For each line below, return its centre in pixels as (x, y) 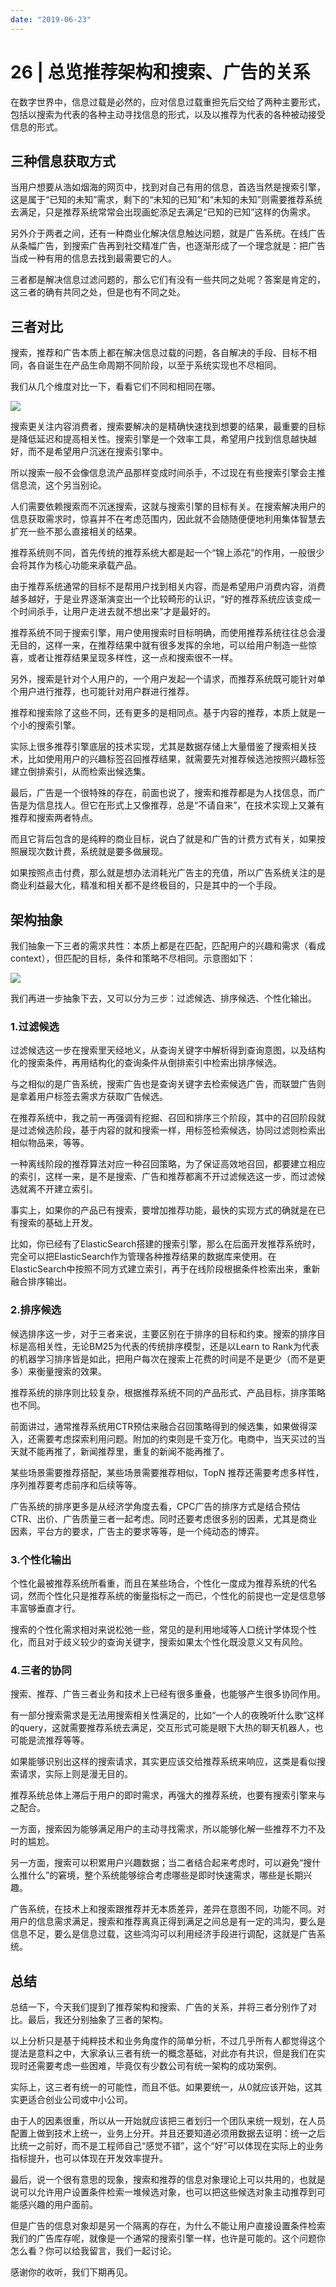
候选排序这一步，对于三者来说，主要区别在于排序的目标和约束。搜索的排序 (163, 1333)
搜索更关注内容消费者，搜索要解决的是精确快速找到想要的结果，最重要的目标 (168, 427)
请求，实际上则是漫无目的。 (75, 1774)
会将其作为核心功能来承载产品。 (76, 565)
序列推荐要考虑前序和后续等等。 (76, 1485)
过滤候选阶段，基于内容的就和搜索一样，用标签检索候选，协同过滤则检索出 (172, 1130)
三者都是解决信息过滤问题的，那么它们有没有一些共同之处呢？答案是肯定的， (168, 280)
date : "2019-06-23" (51, 19)
